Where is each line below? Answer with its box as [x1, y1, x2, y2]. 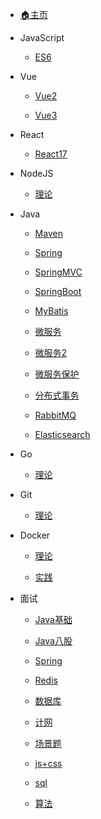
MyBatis [34, 305, 69, 317]
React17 [34, 148, 68, 160]
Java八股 [34, 635, 73, 647]
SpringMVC [34, 266, 83, 278]
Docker [19, 529, 51, 541]
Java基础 [34, 614, 73, 625]
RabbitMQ [34, 409, 77, 421]
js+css [34, 758, 63, 769]
